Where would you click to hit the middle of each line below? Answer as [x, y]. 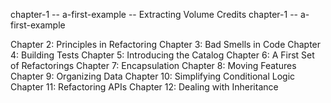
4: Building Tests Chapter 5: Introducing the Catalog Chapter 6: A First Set [162, 55]
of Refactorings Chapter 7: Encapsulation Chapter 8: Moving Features [153, 65]
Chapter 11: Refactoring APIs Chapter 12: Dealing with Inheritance [144, 87]
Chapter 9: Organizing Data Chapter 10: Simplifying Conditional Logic [153, 76]
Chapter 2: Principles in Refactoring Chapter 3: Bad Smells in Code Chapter [166, 44]
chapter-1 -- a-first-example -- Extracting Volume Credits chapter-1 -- [154, 14]
